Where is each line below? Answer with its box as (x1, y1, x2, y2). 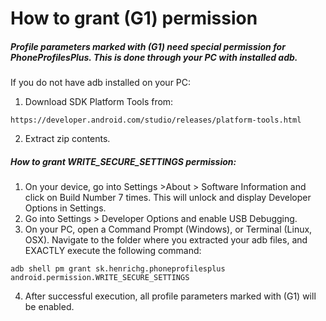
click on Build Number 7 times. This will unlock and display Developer (24, 192, 312, 204)
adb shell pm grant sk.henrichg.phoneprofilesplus (10, 264, 226, 274)
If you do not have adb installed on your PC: (10, 77, 192, 89)
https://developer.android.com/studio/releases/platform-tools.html (10, 115, 302, 126)
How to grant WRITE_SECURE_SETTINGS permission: (10, 155, 237, 167)
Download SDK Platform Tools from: (24, 96, 174, 108)
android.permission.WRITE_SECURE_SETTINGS (10, 273, 190, 283)
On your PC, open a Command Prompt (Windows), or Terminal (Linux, (24, 223, 313, 236)
